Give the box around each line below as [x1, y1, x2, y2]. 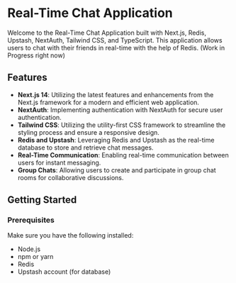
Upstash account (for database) [17, 267, 111, 276]
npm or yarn [17, 253, 54, 261]
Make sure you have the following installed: [7, 231, 134, 240]
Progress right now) [7, 51, 66, 60]
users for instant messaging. [17, 158, 101, 167]
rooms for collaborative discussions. [17, 173, 124, 182]
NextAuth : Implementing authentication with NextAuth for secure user [17, 105, 223, 114]
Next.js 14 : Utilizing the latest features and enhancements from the [17, 90, 214, 99]
